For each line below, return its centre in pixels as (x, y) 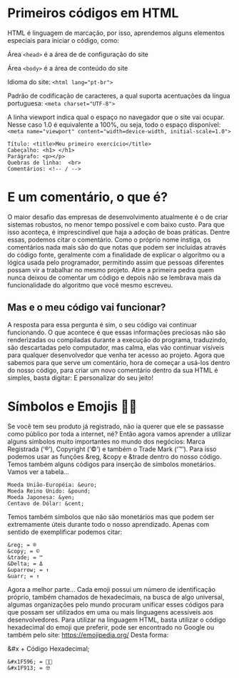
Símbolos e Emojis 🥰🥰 (72, 406)
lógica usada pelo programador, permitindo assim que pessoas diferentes (116, 262)
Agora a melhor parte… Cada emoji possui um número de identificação (112, 589)
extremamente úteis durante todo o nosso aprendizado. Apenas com (108, 524)
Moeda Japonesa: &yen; (41, 497)
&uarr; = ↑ (24, 576)
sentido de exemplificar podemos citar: (65, 532)
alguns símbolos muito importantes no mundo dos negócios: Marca (106, 441)
